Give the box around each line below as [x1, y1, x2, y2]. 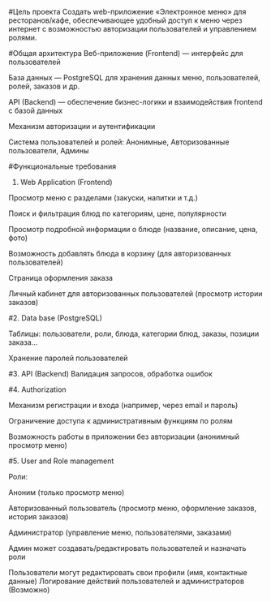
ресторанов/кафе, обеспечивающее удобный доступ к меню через [8, 15, 243, 25]
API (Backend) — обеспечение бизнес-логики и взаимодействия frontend [8, 97, 264, 106]
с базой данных [8, 105, 63, 115]
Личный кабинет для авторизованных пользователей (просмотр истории [8, 289, 263, 299]
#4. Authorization [8, 385, 67, 394]
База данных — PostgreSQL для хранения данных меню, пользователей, [8, 73, 261, 82]
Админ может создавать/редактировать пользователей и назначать [8, 544, 247, 553]
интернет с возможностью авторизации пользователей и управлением [8, 24, 257, 33]
